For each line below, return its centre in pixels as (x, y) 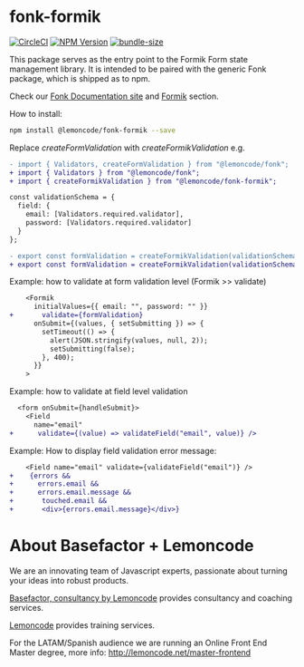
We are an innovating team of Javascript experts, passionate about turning (148, 570)
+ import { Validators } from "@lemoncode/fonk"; (105, 173)
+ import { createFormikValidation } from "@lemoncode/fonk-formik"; (143, 181)
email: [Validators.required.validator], (104, 215)
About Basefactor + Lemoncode (132, 546)
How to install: (36, 113)
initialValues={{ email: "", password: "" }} (120, 307)
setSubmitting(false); (92, 349)
